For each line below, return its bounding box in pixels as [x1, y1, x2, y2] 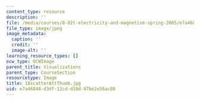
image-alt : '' [11, 48, 46, 53]
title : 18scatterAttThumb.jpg [6, 81, 82, 87]
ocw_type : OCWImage [6, 58, 55, 64]
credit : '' [11, 42, 39, 48]
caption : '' [11, 36, 42, 42]
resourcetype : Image [6, 75, 58, 81]
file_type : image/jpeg [6, 25, 62, 31]
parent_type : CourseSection [6, 70, 76, 75]
